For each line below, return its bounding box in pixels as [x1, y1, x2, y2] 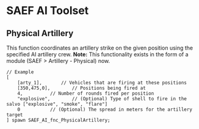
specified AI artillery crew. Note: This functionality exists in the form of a [6, 51, 189, 58]
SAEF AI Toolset [6, 4, 89, 18]
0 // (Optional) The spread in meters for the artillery [17, 106, 192, 112]
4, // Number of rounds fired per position [17, 90, 154, 97]
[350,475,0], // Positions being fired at [17, 85, 147, 91]
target [6, 112, 23, 118]
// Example [6, 69, 34, 75]
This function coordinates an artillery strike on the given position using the [6, 44, 194, 51]
